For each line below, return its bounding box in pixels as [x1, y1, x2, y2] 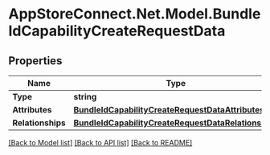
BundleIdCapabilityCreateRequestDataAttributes [73, 104, 265, 115]
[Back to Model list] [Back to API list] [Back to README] [8, 138, 193, 147]
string [73, 92, 97, 102]
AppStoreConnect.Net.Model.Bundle [8, 5, 261, 23]
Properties [8, 54, 63, 67]
